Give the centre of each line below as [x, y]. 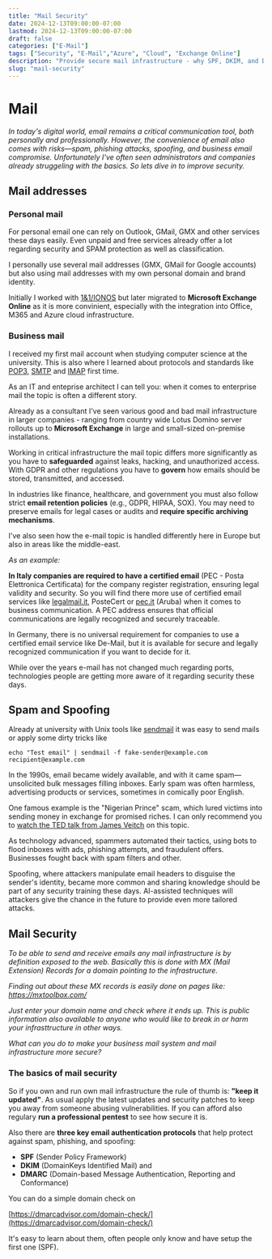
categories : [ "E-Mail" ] [49, 46]
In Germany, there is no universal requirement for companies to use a [124, 634]
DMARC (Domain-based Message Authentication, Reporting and [128, 1174]
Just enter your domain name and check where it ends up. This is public [129, 1011]
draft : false [30, 39]
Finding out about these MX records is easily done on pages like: [117, 987]
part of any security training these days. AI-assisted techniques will [121, 891]
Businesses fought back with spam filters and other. [95, 858]
